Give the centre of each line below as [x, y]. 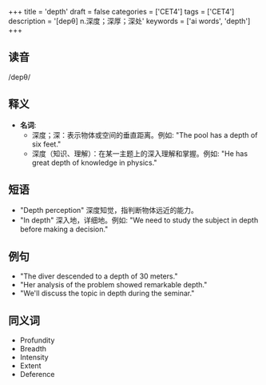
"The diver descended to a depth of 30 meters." [99, 276]
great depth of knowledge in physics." [94, 162]
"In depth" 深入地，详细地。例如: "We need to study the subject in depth [139, 220]
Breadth [33, 349]
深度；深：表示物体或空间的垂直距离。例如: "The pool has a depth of [145, 134]
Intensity [34, 357]
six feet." [46, 144]
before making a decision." [64, 229]
